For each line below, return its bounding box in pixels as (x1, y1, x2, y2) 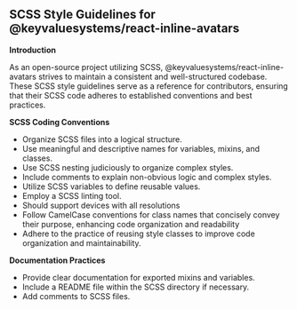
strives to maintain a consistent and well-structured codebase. (38, 71, 268, 82)
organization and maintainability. (21, 237, 141, 248)
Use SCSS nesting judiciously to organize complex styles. (21, 162, 234, 172)
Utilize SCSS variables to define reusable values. (21, 181, 201, 192)
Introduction (9, 44, 56, 55)
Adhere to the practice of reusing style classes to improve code (21, 228, 255, 239)
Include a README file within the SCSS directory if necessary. (21, 281, 250, 292)
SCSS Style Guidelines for (9, 7, 156, 22)
